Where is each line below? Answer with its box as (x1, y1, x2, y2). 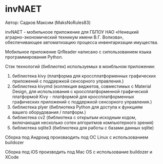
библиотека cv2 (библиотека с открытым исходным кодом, (12, 114, 137, 120)
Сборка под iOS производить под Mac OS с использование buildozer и (5, 149, 153, 155)
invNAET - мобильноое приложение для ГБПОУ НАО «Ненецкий (5, 29, 139, 35)
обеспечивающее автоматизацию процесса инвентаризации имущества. (5, 39, 159, 45)
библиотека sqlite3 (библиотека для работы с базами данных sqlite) (12, 124, 154, 130)
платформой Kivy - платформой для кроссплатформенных (12, 94, 134, 100)
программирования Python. (5, 54, 63, 60)
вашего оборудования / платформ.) (12, 109, 86, 115)
